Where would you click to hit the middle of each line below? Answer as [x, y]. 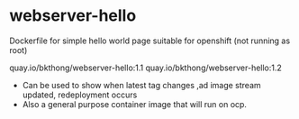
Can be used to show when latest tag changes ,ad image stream [141, 85]
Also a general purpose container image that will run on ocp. [135, 104]
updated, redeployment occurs [80, 95]
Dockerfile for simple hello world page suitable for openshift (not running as [150, 41]
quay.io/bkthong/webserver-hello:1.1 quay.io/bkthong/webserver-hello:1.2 [145, 68]
